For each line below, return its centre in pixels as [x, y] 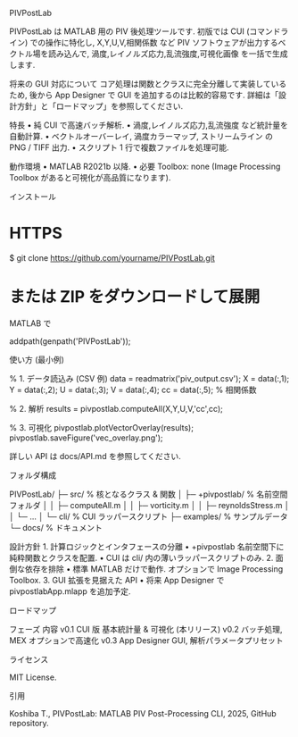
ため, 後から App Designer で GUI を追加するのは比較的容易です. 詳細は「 [144, 95]
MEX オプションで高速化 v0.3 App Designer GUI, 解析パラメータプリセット [146, 640]
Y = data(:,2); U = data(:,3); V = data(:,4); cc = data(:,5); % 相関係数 [133, 389]
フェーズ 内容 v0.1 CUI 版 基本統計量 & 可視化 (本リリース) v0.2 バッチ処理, [146, 629]
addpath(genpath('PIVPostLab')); [70, 341]
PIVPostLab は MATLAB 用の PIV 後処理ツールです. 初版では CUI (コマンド [145, 31]
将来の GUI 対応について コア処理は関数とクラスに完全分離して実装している [148, 84]
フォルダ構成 [33, 475]
